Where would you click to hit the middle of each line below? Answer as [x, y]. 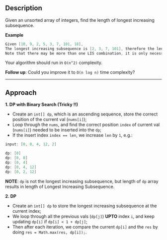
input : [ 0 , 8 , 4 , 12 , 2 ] [31, 144]
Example [14, 35]
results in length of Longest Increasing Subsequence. [60, 186]
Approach [21, 92]
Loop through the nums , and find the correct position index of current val [86, 125]
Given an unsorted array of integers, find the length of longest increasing [80, 20]
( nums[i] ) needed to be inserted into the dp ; [57, 130]
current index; [27, 211]
